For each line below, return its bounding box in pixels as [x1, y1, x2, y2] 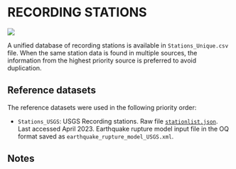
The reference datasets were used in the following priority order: [7, 103, 197, 111]
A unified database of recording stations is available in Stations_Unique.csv [7, 40, 229, 50]
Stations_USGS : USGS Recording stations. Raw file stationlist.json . [17, 116, 218, 125]
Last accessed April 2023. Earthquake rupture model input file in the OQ [17, 124, 230, 133]
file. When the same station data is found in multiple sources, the [7, 48, 198, 57]
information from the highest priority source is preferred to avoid [7, 56, 197, 65]
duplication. [7, 63, 42, 72]
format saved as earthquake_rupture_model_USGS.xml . [17, 132, 174, 141]
